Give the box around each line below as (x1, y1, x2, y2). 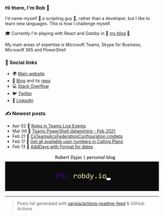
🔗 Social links (5, 59, 38, 66)
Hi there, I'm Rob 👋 (5, 4, 50, 11)
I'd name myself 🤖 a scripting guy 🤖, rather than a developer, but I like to (5, 16, 150, 22)
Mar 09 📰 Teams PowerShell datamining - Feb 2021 (12, 128, 116, 134)
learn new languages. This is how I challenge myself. (5, 21, 111, 26)
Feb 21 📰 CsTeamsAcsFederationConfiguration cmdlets (12, 133, 123, 139)
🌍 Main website (12, 70, 45, 76)
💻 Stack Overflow (12, 83, 49, 89)
